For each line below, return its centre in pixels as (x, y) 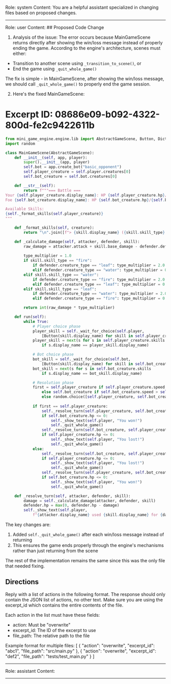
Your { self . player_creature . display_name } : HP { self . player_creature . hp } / (86, 195)
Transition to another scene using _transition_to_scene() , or (77, 63)
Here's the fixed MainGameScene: (49, 94)
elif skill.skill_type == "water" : (61, 275)
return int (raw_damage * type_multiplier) (69, 308)
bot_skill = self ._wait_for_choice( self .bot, (81, 359)
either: (19, 53)
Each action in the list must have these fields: (53, 615)
